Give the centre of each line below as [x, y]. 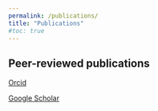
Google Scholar [34, 98]
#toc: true [26, 31]
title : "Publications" [46, 23]
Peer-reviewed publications [79, 63]
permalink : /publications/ [53, 16]
